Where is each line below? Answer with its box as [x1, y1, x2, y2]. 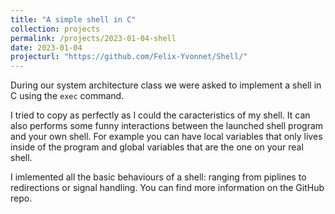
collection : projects [10, 24, 101, 34]
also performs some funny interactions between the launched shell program [10, 120, 324, 132]
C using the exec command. [10, 90, 125, 102]
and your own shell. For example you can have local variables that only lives [10, 131, 323, 143]
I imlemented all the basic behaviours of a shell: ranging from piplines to [10, 171, 307, 183]
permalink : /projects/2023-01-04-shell [10, 33, 177, 43]
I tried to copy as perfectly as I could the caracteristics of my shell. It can [10, 109, 311, 121]
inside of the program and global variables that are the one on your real [10, 141, 304, 153]
